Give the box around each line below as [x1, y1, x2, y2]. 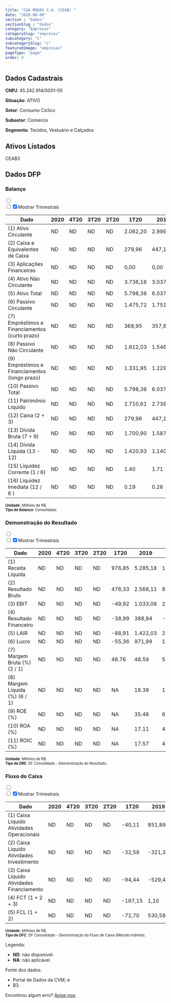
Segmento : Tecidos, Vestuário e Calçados [5, 127, 94, 133]
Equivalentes [8, 246, 39, 253]
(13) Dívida [8, 426, 35, 433]
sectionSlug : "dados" [5, 21, 53, 27]
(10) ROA [8, 722, 31, 729]
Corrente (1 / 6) [8, 469, 46, 476]
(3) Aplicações [8, 260, 43, 267]
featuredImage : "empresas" [5, 45, 63, 51]
